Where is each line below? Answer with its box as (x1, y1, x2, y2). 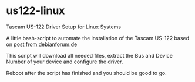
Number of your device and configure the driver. (6, 58, 123, 65)
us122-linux (6, 4, 65, 17)
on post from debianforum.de (6, 41, 78, 48)
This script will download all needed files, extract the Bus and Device (6, 52, 173, 59)
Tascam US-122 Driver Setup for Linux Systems (6, 23, 122, 30)
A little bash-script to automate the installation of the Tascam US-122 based (6, 34, 190, 41)
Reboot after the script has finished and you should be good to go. (6, 69, 167, 76)
